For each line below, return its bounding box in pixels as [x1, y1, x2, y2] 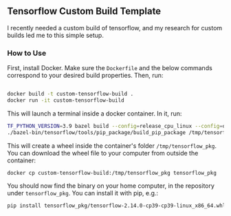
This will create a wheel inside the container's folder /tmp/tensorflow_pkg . [7, 141, 217, 150]
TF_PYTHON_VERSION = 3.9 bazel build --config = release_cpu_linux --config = [7, 122, 223, 129]
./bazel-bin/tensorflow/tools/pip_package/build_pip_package [7, 129, 186, 136]
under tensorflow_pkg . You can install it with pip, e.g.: [7, 189, 159, 197]
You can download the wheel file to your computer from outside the [7, 149, 199, 157]
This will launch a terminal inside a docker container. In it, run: [7, 109, 182, 118]
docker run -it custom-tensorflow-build [7, 96, 125, 104]
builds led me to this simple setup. [7, 31, 104, 39]
